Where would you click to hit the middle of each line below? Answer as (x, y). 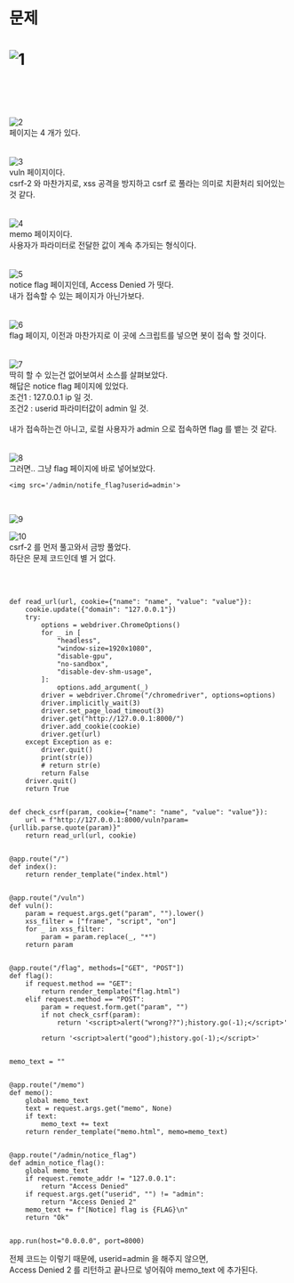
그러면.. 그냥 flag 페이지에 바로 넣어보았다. (82, 469)
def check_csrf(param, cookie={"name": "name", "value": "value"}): (139, 813)
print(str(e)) (67, 758)
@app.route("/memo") (48, 1085)
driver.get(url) (71, 735)
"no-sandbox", (83, 665)
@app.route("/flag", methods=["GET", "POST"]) (97, 968)
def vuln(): (31, 906)
